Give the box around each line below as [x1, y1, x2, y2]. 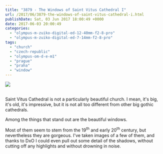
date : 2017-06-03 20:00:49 [5, 21, 61, 26]
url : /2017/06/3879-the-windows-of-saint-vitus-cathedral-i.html [5, 12, 144, 17]
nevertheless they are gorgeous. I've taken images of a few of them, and [5, 132, 155, 138]
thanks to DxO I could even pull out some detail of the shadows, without [5, 137, 153, 143]
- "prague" [9, 58, 32, 63]
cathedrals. [5, 107, 28, 112]
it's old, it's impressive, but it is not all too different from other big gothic [5, 101, 154, 107]
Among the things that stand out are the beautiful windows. [5, 116, 127, 122]
